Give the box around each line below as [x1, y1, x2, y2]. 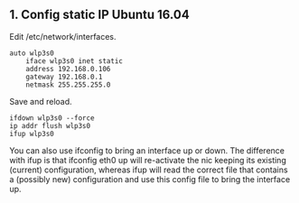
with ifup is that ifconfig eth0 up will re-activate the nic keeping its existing [9, 154, 286, 165]
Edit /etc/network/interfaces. [9, 31, 117, 42]
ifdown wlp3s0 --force [9, 113, 95, 123]
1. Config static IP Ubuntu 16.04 [9, 7, 190, 23]
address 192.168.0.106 [25, 64, 111, 73]
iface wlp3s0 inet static [25, 56, 124, 66]
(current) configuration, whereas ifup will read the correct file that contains [9, 164, 288, 175]
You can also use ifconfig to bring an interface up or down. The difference [9, 144, 285, 156]
